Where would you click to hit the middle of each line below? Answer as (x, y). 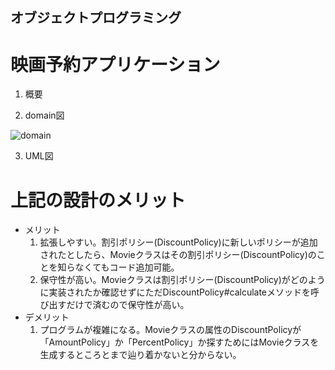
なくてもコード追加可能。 (127, 267)
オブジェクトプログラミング (96, 18)
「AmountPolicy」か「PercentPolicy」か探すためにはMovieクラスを (179, 342)
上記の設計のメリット (98, 200)
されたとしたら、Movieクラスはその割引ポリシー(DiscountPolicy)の (178, 255)
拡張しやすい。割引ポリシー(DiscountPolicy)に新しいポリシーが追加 (178, 242)
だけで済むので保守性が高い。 (128, 305)
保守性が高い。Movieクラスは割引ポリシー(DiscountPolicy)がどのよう (182, 280)
